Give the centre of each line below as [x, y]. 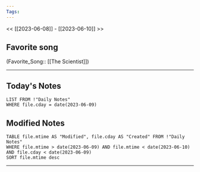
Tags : [13, 12]
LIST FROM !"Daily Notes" [38, 100]
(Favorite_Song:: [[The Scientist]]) [48, 62]
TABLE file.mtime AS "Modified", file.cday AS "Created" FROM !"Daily [96, 137]
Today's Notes [34, 86]
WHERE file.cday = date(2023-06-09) [51, 105]
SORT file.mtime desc [33, 158]
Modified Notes [35, 123]
